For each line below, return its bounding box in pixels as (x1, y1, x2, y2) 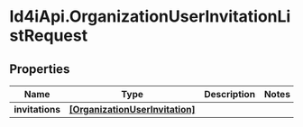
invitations (14, 104, 61, 115)
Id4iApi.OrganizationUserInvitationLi (9, 6, 291, 27)
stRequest (9, 25, 88, 46)
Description (204, 88, 255, 100)
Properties (9, 61, 70, 77)
